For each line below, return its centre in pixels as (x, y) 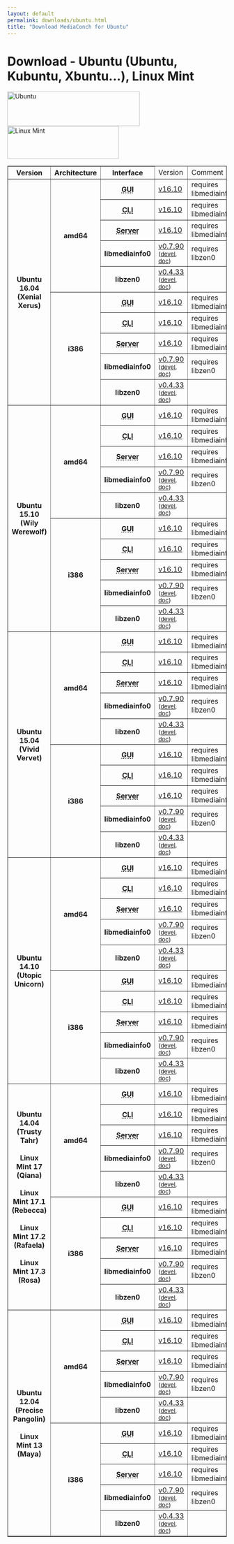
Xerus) (29, 305)
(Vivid (29, 749)
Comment (208, 173)
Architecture (76, 173)
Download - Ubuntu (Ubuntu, (92, 61)
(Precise (29, 1410)
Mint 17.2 (29, 1236)
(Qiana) (29, 1175)
